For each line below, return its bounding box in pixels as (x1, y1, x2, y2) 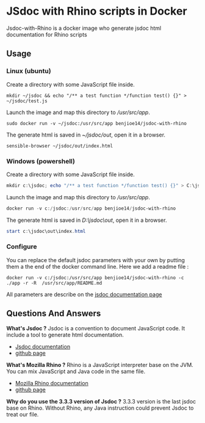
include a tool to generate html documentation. (6, 331, 124, 338)
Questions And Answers (6, 308, 101, 319)
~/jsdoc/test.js (6, 98, 48, 104)
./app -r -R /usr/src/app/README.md (6, 280, 103, 286)
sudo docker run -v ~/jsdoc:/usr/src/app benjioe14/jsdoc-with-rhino (6, 120, 187, 126)
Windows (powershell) (6, 157, 75, 165)
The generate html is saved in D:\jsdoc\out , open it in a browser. (6, 216, 167, 224)
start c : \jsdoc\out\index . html (6, 228, 86, 234)
